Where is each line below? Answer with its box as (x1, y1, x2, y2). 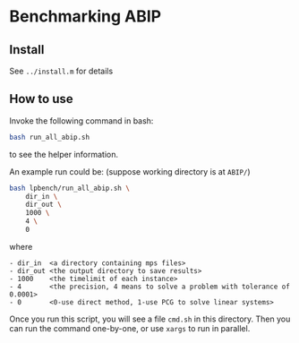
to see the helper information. (9, 149, 119, 159)
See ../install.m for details (9, 65, 114, 76)
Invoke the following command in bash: (9, 115, 154, 126)
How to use (9, 91, 73, 107)
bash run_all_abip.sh (9, 133, 90, 141)
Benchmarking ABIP (9, 6, 162, 27)
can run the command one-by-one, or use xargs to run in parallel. (9, 322, 251, 333)
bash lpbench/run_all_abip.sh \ (9, 184, 130, 193)
